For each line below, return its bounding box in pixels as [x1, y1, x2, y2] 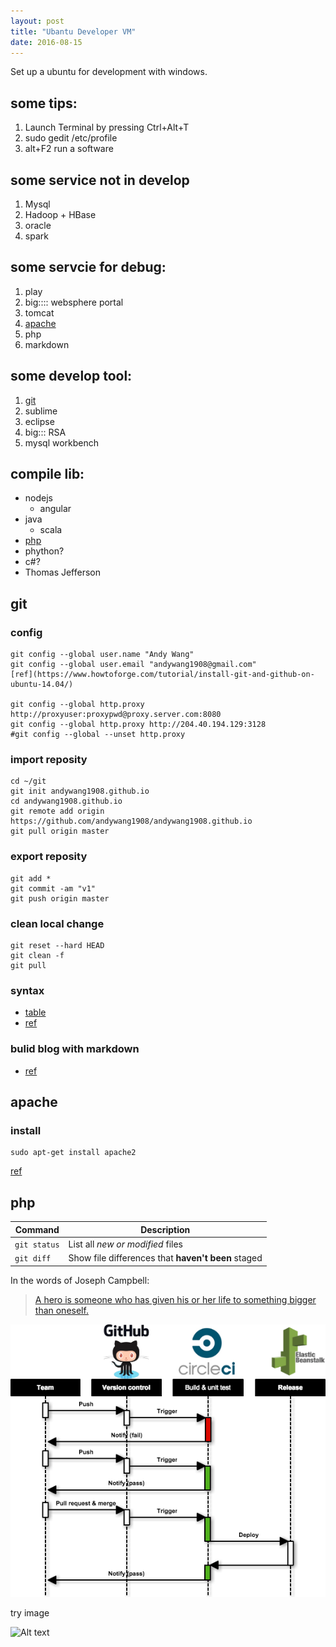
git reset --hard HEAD [10, 941, 105, 951]
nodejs [24, 492, 53, 504]
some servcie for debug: [10, 259, 167, 276]
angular [39, 503, 72, 515]
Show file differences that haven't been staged [68, 1252, 263, 1264]
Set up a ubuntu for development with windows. [10, 66, 208, 78]
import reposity [10, 753, 88, 767]
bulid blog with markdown [10, 1042, 140, 1056]
